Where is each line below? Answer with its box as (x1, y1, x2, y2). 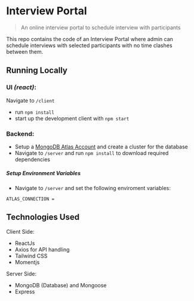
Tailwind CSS (14, 252, 48, 259)
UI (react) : (6, 83, 37, 92)
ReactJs (14, 240, 35, 247)
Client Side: (6, 228, 35, 235)
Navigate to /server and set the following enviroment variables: (14, 184, 171, 191)
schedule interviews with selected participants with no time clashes (6, 42, 173, 49)
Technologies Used (6, 212, 79, 222)
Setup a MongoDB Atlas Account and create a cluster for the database (14, 143, 188, 150)
